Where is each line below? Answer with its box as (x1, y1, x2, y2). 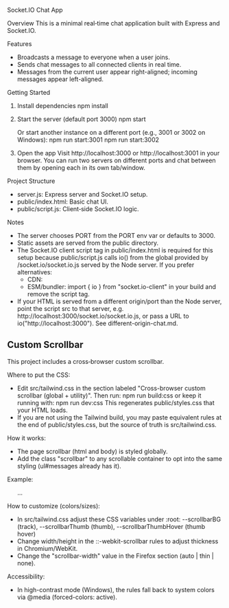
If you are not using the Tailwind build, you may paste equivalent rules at (16, 413, 222, 422)
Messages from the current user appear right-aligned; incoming (16, 68, 197, 76)
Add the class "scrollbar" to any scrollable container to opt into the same (16, 454, 223, 463)
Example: (7, 475, 34, 484)
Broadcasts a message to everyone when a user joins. (16, 53, 170, 61)
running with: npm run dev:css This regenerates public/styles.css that (16, 398, 215, 406)
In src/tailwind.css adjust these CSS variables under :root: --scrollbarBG (16, 515, 221, 523)
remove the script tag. (27, 290, 91, 298)
